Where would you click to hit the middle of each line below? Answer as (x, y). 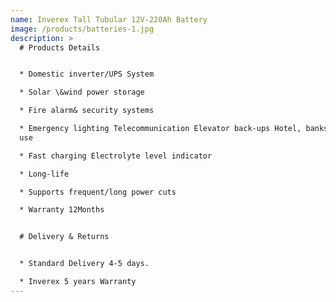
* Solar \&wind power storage (82, 92)
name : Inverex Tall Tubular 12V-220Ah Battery (109, 19)
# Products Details (60, 47)
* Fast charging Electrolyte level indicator (116, 156)
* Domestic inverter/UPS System (87, 74)
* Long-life (44, 174)
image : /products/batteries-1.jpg (82, 29)
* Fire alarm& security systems (87, 111)
